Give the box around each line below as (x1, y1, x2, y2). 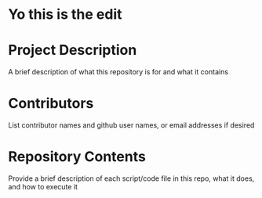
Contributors (8, 95, 94, 113)
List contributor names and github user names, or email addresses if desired (8, 121, 255, 130)
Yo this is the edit (8, 5, 122, 23)
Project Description (8, 41, 137, 59)
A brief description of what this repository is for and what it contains (8, 67, 229, 77)
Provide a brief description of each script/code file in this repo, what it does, (8, 174, 255, 183)
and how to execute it (8, 182, 78, 191)
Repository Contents (8, 148, 147, 166)
